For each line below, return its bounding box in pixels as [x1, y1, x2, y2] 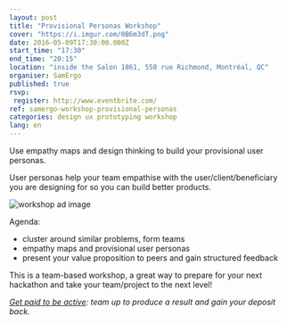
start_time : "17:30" [9, 46, 86, 55]
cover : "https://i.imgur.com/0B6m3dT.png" [9, 29, 169, 38]
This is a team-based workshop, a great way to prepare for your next [9, 270, 263, 280]
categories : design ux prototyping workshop [9, 112, 177, 121]
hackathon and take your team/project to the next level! [9, 279, 212, 290]
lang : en [9, 121, 42, 130]
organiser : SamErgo [9, 71, 82, 80]
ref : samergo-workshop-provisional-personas [9, 104, 177, 113]
